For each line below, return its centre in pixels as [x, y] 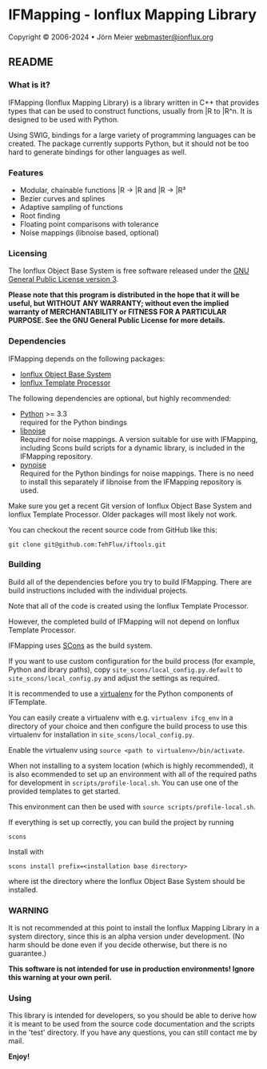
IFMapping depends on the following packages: [87, 359]
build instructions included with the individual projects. [98, 590]
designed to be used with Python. [64, 119]
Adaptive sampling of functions [72, 207]
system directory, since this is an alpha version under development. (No [127, 936]
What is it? [29, 85]
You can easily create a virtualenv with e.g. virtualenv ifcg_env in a [121, 717]
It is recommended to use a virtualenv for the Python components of [121, 693]
